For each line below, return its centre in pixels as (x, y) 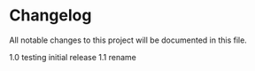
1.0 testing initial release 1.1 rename (73, 57)
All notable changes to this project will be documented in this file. (128, 40)
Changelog (50, 16)
